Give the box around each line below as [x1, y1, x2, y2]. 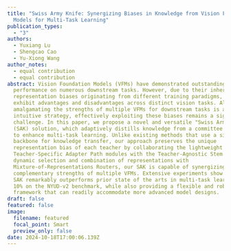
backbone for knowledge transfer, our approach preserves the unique [13, 138, 217, 145]
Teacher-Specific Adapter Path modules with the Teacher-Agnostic [13, 151, 208, 158]
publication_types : [7, 23, 63, 30]
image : [7, 208, 26, 215]
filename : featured [13, 215, 69, 221]
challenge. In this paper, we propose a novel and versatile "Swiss [13, 118, 214, 126]
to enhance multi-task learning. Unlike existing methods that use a [13, 131, 217, 138]
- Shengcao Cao [13, 49, 57, 56]
